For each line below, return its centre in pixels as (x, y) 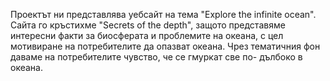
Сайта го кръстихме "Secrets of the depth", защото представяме (148, 25)
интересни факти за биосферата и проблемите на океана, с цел (147, 35)
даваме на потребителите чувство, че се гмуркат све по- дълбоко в (156, 57)
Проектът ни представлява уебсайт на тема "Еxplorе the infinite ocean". (163, 14)
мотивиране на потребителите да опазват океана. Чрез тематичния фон (165, 46)
